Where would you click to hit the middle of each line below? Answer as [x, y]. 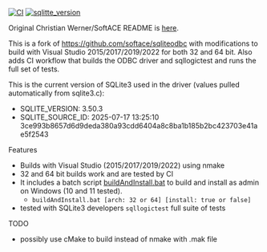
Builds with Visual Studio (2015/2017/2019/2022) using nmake [122, 165]
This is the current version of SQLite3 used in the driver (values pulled [124, 85]
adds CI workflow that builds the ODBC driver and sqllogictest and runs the [132, 61]
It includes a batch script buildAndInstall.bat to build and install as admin [139, 182]
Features [23, 150]
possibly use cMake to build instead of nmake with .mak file [119, 239]
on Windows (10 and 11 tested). [71, 191]
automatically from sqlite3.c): [57, 93]
